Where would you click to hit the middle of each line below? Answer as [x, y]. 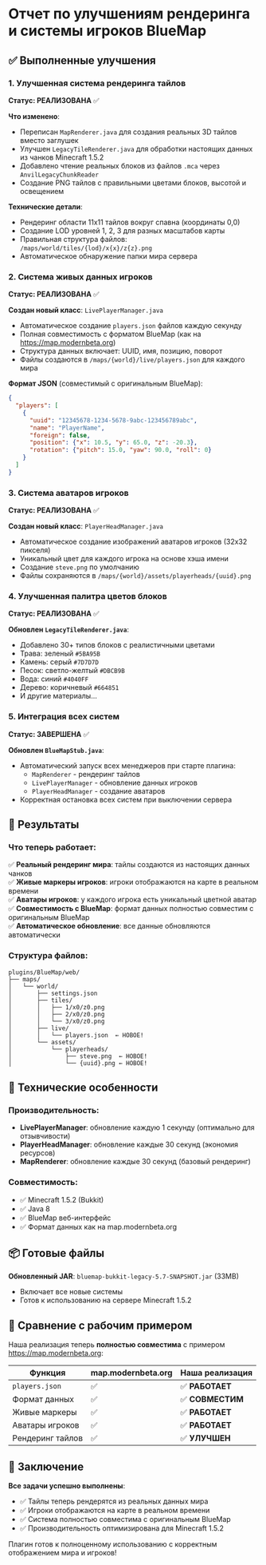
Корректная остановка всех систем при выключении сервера [126, 799]
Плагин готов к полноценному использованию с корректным [113, 1544]
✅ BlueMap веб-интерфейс [65, 1218]
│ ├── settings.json [53, 993]
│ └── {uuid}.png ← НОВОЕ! [78, 1063]
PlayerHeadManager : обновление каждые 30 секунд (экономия [129, 1145]
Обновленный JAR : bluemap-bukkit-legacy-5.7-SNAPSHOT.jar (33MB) [124, 1276]
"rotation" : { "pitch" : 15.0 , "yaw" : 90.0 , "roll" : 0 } [121, 450]
